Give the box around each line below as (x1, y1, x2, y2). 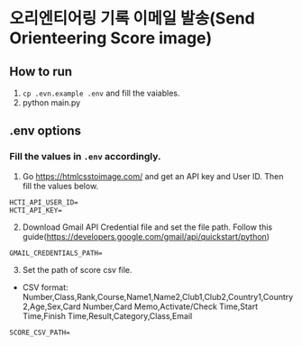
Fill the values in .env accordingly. (9, 150, 161, 163)
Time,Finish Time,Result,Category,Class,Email (22, 310, 193, 321)
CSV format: (22, 281, 69, 293)
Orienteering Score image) (9, 28, 213, 49)
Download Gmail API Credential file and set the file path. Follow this (22, 222, 273, 232)
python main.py (22, 97, 81, 108)
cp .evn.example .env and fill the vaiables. (22, 87, 180, 98)
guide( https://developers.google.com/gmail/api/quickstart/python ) (22, 231, 270, 241)
